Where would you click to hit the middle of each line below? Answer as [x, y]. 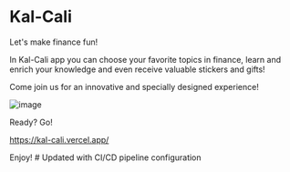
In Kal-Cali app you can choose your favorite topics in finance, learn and [145, 59]
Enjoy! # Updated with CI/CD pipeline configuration [106, 157]
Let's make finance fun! [54, 42]
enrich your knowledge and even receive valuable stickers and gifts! [138, 69]
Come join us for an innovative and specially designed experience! [135, 86]
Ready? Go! [31, 122]
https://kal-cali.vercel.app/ [59, 139]
